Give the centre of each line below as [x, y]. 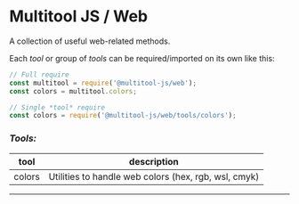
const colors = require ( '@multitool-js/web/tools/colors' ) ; [123, 116]
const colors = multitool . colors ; [73, 91]
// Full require [39, 74]
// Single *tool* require [57, 107]
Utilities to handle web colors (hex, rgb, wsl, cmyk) [154, 176]
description [154, 161]
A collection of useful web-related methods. [90, 41]
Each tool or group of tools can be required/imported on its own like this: [142, 58]
